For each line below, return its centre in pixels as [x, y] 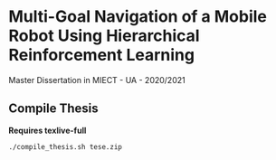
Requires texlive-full [48, 130]
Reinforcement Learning [102, 55]
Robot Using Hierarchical [104, 36]
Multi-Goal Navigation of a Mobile [138, 17]
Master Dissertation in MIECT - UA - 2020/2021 [97, 80]
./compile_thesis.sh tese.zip [66, 146]
